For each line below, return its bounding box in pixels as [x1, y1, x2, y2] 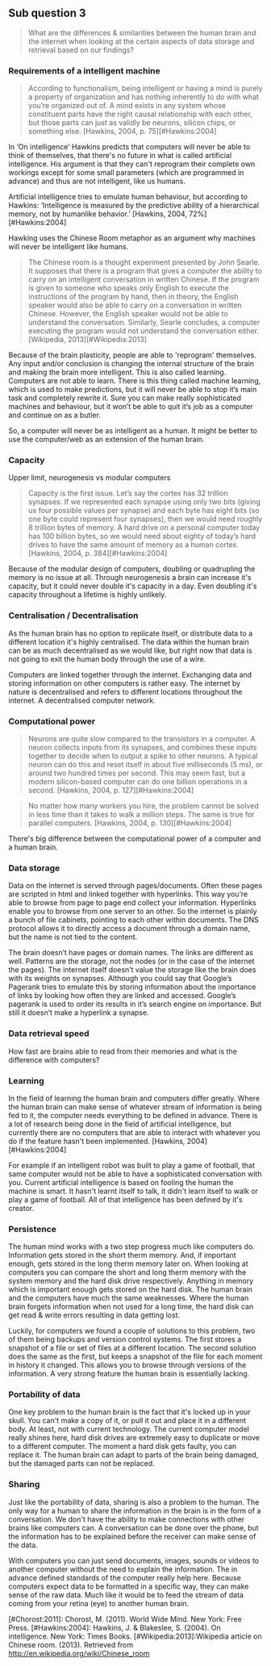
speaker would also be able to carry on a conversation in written [27, 300, 242, 310]
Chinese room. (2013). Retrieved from [8, 1639, 134, 1649]
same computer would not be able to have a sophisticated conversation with [8, 1169, 262, 1179]
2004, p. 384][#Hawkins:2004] [63, 549, 168, 558]
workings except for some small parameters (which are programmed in [8, 168, 244, 177]
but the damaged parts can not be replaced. [8, 1459, 155, 1468]
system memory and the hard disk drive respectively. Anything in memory [8, 1276, 254, 1286]
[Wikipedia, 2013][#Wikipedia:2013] [27, 335, 148, 344]
